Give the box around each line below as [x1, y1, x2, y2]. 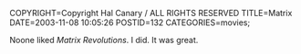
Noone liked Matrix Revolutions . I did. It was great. [9, 35, 199, 45]
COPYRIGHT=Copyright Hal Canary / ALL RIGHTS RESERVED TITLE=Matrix [9, 8, 293, 18]
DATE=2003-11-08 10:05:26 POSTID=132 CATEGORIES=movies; [9, 17, 251, 28]
